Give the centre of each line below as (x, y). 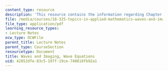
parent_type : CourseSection (34, 47)
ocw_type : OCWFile (24, 38)
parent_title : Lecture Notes (35, 42)
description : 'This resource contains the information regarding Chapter (84, 14)
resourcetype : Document (30, 51)
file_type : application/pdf (34, 24)
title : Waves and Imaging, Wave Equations (50, 56)
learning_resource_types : (32, 28)
